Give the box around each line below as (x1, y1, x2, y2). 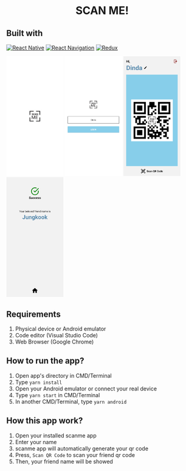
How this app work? (6, 415, 83, 426)
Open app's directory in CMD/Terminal (15, 372, 112, 379)
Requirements (6, 309, 61, 319)
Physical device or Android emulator (15, 325, 106, 333)
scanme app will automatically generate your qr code (15, 445, 149, 452)
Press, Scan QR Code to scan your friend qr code (15, 451, 136, 458)
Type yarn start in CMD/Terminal (15, 391, 100, 398)
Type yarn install (15, 378, 63, 386)
